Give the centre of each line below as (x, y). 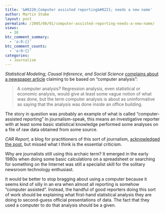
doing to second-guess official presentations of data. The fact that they (77, 200)
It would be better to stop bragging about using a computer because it (76, 179)
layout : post (18, 19)
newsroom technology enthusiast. (39, 170)
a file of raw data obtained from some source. (51, 130)
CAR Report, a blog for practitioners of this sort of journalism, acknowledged (82, 139)
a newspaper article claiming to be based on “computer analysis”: (71, 79)
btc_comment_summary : (27, 37)
